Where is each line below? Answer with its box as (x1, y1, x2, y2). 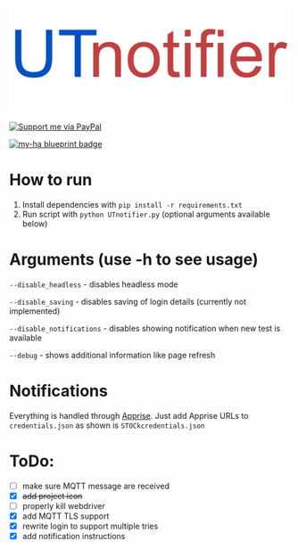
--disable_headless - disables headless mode (9, 279, 178, 290)
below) (21, 217, 48, 229)
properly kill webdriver (21, 500, 105, 511)
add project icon (21, 490, 83, 501)
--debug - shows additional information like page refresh (9, 349, 216, 360)
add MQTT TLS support (21, 511, 110, 521)
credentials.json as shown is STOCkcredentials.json (9, 420, 205, 430)
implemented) (9, 306, 61, 316)
